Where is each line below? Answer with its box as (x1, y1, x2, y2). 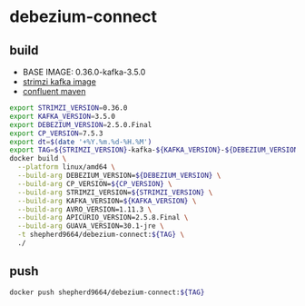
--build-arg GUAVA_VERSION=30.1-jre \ (17, 222, 165, 231)
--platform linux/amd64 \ (17, 163, 116, 172)
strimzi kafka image (22, 76, 97, 87)
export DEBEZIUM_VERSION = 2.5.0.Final (9, 120, 152, 129)
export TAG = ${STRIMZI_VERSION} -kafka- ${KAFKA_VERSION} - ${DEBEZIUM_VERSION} (9, 145, 302, 155)
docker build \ (9, 154, 67, 163)
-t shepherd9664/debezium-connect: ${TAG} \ (17, 230, 184, 240)
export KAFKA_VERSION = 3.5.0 (9, 112, 116, 121)
